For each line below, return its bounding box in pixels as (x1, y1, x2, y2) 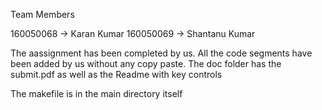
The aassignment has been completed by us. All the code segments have (10, 47, 313, 59)
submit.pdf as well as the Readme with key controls (10, 69, 223, 80)
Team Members (10, 9, 75, 20)
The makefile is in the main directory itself (10, 88, 183, 99)
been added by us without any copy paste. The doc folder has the (10, 58, 282, 69)
